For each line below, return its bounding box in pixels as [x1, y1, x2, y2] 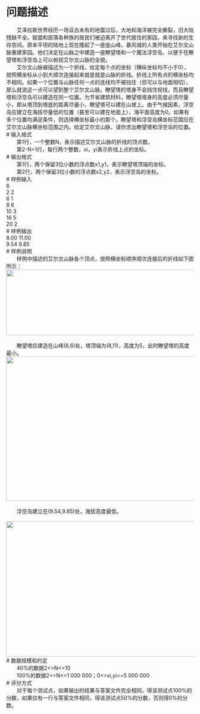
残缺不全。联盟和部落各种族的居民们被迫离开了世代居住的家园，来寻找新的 [6, 33, 189, 41]
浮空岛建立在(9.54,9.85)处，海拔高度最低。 [16, 507, 122, 515]
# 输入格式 [6, 131, 32, 138]
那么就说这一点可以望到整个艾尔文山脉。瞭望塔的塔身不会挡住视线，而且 [6, 86, 183, 93]
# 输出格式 [6, 153, 32, 160]
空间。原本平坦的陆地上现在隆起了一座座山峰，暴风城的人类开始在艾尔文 [11, 41, 189, 48]
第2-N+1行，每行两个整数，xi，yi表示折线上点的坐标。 [16, 146, 150, 153]
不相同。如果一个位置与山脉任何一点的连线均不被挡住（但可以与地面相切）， [6, 78, 192, 85]
